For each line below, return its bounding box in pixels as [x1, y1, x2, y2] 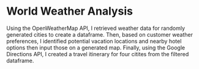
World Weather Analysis [6, 4, 133, 18]
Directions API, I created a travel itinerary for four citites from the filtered [6, 50, 189, 57]
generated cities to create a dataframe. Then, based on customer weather [6, 31, 193, 38]
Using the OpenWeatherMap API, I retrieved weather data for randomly [6, 24, 186, 32]
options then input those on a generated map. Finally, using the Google [6, 44, 186, 51]
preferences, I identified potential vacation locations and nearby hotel [6, 37, 182, 45]
